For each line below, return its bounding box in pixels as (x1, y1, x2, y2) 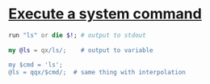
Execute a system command (8, 5, 202, 23)
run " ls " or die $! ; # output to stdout (8, 31, 147, 39)
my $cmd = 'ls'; (8, 61, 63, 69)
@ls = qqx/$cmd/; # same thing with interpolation (8, 69, 186, 77)
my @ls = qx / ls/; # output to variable (8, 46, 153, 54)
